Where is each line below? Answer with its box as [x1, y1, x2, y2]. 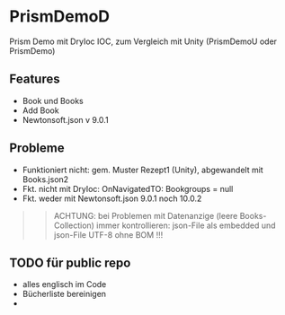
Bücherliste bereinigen [22, 289, 106, 300]
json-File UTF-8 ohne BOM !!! [53, 229, 164, 240]
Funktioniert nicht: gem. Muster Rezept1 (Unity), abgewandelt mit [22, 164, 263, 175]
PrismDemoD [9, 6, 111, 27]
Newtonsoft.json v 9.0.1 [22, 114, 110, 125]
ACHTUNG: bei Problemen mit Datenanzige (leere [53, 210, 238, 221]
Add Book [22, 105, 60, 116]
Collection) [53, 220, 94, 231]
